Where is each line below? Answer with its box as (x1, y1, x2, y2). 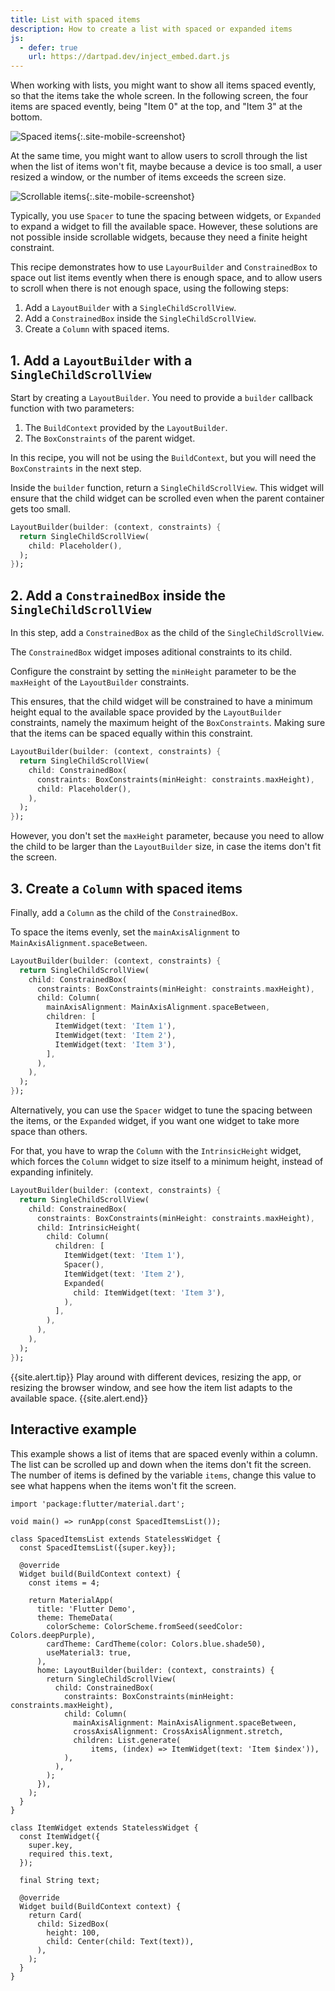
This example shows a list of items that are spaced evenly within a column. (10, 1447, 318, 1460)
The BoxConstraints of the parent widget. (24, 432, 196, 444)
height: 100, (46, 1927, 101, 1938)
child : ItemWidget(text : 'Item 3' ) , (73, 1287, 226, 1298)
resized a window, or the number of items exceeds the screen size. (10, 171, 287, 183)
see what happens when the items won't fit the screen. (10, 1479, 237, 1491)
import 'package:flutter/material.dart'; (10, 1499, 186, 1509)
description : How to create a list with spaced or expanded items (10, 24, 293, 34)
